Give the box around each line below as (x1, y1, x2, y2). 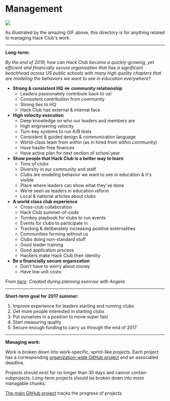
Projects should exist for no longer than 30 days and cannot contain (5, 369, 147, 376)
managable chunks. (5, 380, 47, 386)
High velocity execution (12, 112, 64, 118)
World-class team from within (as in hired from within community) (20, 139, 157, 145)
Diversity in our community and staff (20, 166, 96, 172)
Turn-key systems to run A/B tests (20, 128, 92, 135)
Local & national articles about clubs (20, 193, 96, 199)
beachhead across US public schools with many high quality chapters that (5, 70, 161, 76)
